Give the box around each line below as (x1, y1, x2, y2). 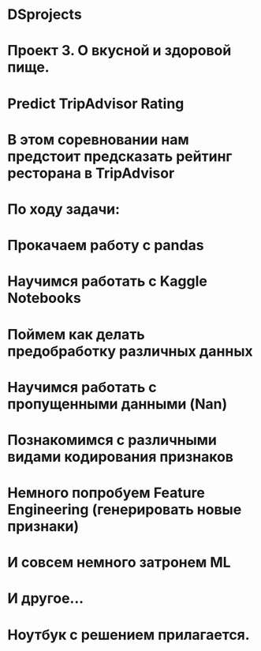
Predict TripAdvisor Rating (7, 95, 185, 112)
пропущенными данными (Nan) (7, 395, 228, 413)
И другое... (7, 589, 84, 608)
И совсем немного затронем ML (7, 554, 231, 571)
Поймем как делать (7, 325, 145, 343)
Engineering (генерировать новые (7, 501, 242, 518)
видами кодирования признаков (7, 447, 234, 466)
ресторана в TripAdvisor (7, 164, 175, 182)
